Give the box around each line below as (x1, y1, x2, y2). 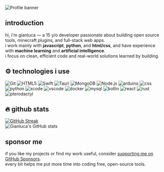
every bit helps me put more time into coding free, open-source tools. (5, 161, 146, 167)
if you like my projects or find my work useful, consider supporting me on (5, 151, 154, 157)
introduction (5, 19, 44, 27)
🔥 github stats (5, 105, 49, 113)
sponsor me (5, 138, 43, 146)
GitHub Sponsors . (5, 156, 41, 162)
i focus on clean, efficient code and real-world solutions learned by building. (5, 53, 160, 59)
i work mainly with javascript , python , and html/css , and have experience (5, 42, 156, 48)
